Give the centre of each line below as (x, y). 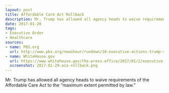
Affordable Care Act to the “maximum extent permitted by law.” (70, 85)
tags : (11, 28)
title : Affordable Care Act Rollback (45, 14)
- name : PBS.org (22, 47)
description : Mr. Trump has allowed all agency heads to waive (73, 19)
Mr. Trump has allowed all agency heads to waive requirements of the (77, 80)
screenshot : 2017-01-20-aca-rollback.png (54, 65)
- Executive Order (24, 33)
